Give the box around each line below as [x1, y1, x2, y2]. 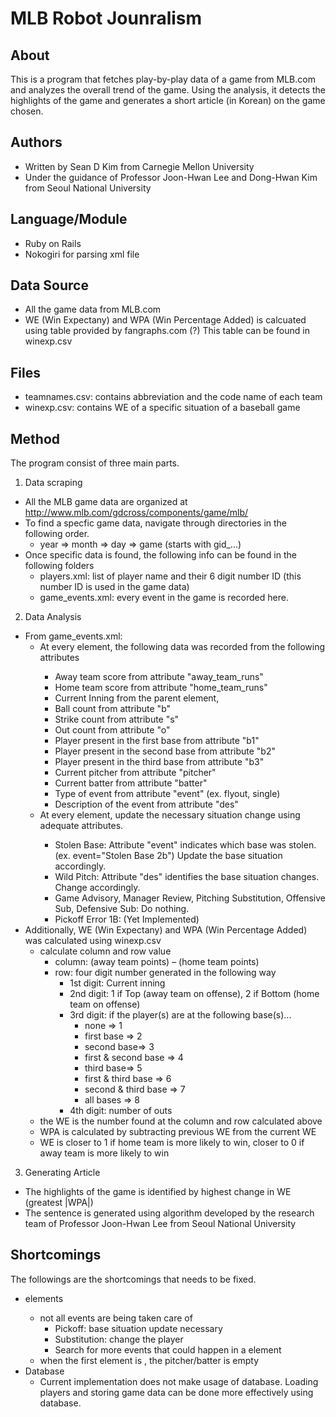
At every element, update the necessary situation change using [39, 809, 301, 821]
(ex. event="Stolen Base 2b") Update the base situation [54, 850, 283, 862]
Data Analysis [24, 611, 82, 623]
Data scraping [24, 477, 83, 489]
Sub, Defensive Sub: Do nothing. [54, 903, 190, 915]
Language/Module [10, 211, 128, 228]
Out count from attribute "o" [54, 724, 171, 736]
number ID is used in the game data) [39, 581, 190, 593]
